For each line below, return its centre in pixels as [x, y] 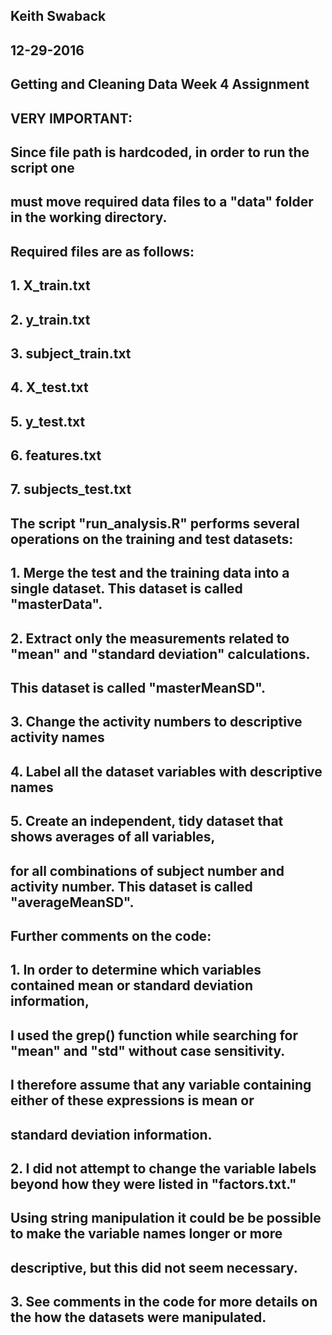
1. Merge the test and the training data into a [150, 573]
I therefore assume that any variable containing [161, 1085]
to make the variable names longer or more [146, 1234]
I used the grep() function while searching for [154, 1035]
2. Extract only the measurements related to [150, 638]
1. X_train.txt [50, 285]
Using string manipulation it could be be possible [166, 1218]
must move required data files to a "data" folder [162, 202]
